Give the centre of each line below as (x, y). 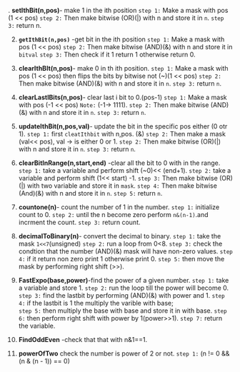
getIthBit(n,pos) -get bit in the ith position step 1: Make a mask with (121, 39)
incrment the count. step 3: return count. (79, 222)
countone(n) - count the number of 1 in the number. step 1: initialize (119, 207)
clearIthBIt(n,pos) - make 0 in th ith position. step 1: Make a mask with (123, 68)
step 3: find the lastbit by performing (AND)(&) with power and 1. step (121, 295)
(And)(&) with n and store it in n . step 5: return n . (90, 193)
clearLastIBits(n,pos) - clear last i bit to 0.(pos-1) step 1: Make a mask (122, 97)
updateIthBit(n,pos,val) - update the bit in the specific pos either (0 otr (123, 126)
